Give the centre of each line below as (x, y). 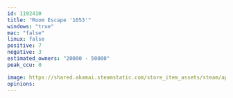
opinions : (21, 84)
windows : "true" (31, 26)
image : (17, 77)
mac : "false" (26, 33)
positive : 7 (24, 46)
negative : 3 (24, 52)
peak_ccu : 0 (24, 65)
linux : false (26, 39)
